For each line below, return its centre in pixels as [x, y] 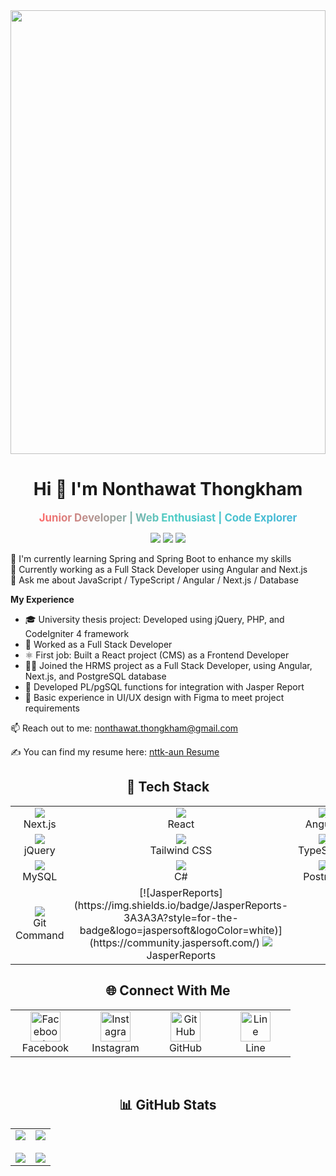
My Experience [42, 599]
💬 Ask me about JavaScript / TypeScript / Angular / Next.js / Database [155, 580]
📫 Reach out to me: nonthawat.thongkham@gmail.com [124, 728]
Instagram [115, 1047]
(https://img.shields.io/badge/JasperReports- [181, 905]
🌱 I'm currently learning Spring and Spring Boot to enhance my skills [151, 558]
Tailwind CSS [181, 850]
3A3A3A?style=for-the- [181, 917]
